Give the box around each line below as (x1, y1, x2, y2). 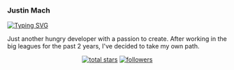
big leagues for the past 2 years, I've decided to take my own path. (7, 42, 200, 51)
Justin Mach (7, 6, 50, 15)
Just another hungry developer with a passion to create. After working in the (7, 35, 227, 43)
